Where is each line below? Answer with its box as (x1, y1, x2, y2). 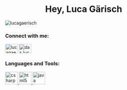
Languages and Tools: (5, 60, 60, 67)
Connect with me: (5, 32, 49, 39)
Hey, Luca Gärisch (45, 3, 123, 15)
